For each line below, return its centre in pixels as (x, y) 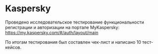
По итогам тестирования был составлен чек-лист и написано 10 (73, 42)
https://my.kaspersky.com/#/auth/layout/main (52, 32)
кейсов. (13, 47)
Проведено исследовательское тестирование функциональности (75, 22)
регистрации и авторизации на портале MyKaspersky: (62, 27)
